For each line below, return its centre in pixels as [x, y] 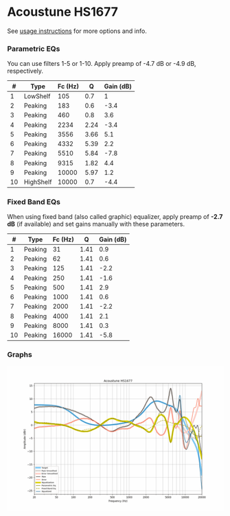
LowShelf [37, 96]
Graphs [20, 355]
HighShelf [38, 182]
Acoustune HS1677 [63, 12]
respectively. [25, 71]
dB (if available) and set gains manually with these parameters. [96, 224]
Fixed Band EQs [34, 202]
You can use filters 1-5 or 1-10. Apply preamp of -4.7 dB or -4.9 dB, [102, 64]
